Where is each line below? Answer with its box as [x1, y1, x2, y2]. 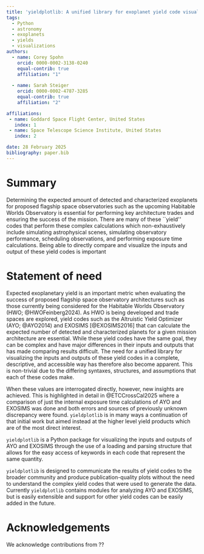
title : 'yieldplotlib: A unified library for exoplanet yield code [6, 9, 181, 15]
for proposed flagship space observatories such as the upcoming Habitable [6, 202, 195, 210]
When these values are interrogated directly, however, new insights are [6, 385, 184, 393]
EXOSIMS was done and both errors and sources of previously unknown [6, 404, 187, 412]
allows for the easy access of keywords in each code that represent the [6, 449, 185, 456]
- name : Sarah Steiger [12, 83, 69, 89]
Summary [6, 176, 56, 189]
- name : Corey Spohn [12, 54, 64, 60]
